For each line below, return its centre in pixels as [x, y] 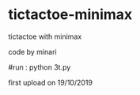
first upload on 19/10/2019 [51, 82]
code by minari [32, 51]
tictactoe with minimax [45, 36]
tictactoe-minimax [70, 15]
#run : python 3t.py [40, 67]
